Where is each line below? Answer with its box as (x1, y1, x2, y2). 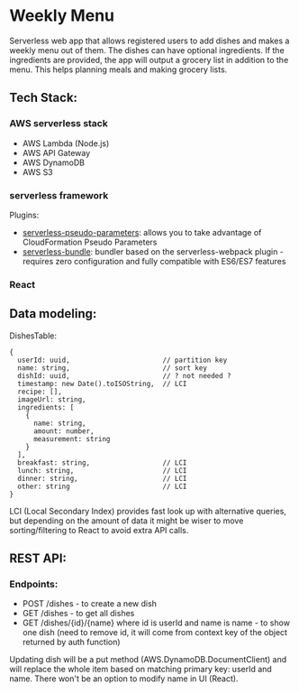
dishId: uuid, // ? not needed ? (17, 371, 231, 380)
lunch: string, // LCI (17, 466, 187, 475)
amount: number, (32, 426, 95, 436)
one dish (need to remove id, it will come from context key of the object (22, 627, 288, 638)
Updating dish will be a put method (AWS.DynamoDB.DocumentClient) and (9, 654, 287, 665)
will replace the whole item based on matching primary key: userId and (9, 664, 272, 675)
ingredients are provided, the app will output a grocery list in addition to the (9, 54, 289, 65)
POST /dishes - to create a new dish (22, 598, 158, 609)
